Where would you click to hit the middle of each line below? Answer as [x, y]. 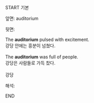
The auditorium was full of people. [42, 57]
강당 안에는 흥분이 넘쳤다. [30, 46]
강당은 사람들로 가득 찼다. [30, 63]
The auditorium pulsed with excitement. [47, 39]
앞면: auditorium [22, 18]
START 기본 [17, 7]
